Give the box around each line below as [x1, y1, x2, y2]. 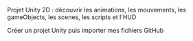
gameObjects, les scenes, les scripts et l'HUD [7, 13, 137, 21]
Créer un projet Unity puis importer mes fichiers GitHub [7, 27, 164, 34]
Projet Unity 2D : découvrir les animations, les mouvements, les [7, 6, 187, 14]
